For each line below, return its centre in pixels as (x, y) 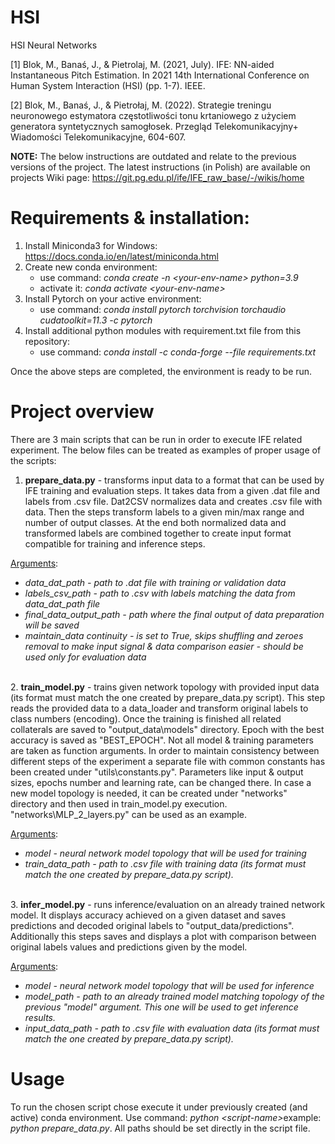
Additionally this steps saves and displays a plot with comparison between (163, 936)
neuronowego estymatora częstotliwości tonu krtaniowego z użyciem (153, 115)
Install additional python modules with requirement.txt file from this (163, 330)
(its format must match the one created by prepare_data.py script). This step (167, 697)
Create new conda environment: (91, 267)
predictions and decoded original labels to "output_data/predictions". (152, 925)
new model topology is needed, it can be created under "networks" (149, 793)
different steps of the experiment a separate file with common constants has (168, 761)
